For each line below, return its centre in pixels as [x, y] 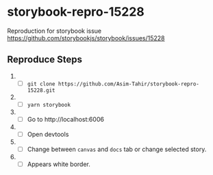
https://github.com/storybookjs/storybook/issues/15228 [86, 38]
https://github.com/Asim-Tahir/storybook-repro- [129, 84]
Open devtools [48, 134]
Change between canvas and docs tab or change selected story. [117, 149]
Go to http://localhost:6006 [66, 119]
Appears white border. [59, 164]
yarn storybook [49, 105]
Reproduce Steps [45, 60]
